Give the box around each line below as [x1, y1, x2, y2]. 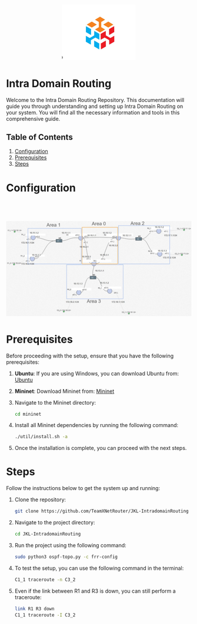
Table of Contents [6, 132, 74, 142]
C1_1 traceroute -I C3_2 [14, 612, 76, 618]
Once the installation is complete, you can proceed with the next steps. [14, 445, 187, 452]
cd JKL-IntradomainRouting [14, 531, 81, 537]
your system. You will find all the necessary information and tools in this [6, 109, 180, 116]
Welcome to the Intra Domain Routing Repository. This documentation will [6, 96, 185, 103]
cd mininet [14, 411, 42, 417]
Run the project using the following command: [14, 541, 126, 549]
